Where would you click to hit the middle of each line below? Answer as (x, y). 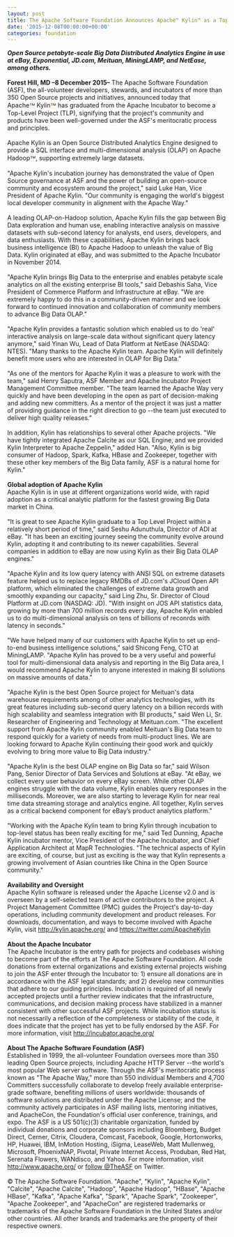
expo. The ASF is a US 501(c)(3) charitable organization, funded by (103, 1122)
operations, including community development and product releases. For (111, 915)
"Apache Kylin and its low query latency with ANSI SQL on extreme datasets (116, 573)
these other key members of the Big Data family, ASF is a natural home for (114, 463)
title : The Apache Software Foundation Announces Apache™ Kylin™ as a (112, 20)
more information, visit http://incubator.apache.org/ (81, 1033)
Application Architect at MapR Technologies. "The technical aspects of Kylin (117, 848)
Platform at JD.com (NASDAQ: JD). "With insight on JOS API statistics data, (115, 603)
